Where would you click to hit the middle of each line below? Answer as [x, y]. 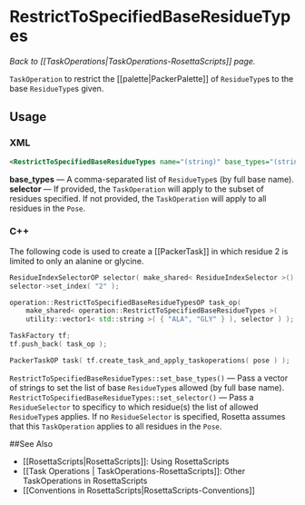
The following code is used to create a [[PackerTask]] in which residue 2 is [149, 251]
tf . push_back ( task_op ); [58, 344]
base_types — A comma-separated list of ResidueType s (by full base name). [152, 179]
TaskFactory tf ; [40, 336]
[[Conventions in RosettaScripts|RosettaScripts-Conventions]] [139, 490]
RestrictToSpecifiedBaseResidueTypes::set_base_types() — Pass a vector [149, 378]
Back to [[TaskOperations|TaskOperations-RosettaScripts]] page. [133, 61]
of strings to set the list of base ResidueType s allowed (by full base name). [147, 387]
